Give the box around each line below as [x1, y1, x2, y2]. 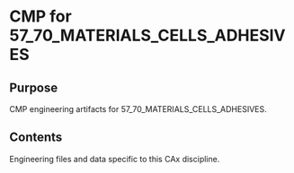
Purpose [9, 80, 58, 95]
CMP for [9, 6, 72, 27]
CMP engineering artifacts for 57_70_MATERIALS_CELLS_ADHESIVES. [9, 104, 267, 114]
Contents [9, 130, 63, 145]
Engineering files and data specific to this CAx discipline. [9, 153, 220, 164]
